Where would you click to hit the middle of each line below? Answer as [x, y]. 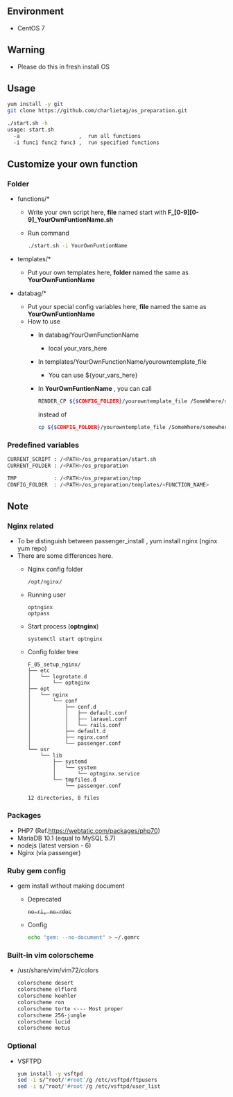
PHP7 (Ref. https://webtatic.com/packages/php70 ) [89, 830]
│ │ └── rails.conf [74, 726]
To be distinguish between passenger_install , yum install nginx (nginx [117, 541]
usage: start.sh [31, 130]
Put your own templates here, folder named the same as [108, 272]
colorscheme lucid [44, 1021]
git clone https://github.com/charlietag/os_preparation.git [97, 111]
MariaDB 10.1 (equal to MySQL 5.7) [66, 838]
